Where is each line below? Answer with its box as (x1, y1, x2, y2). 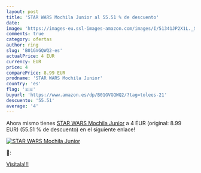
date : (6, 20, 20, 26)
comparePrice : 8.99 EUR (6, 70, 66, 76)
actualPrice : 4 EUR (6, 53, 55, 59)
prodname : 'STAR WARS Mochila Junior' (6, 75, 103, 81)
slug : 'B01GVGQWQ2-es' (6, 48, 63, 54)
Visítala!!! (6, 160, 29, 168)
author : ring (6, 42, 39, 48)
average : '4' (6, 103, 39, 109)
